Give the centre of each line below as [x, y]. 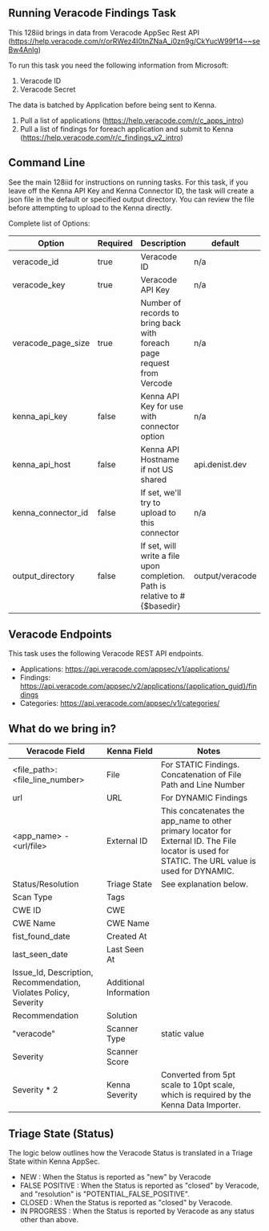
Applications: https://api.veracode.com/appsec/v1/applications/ [124, 669]
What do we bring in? [62, 729]
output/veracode [225, 576]
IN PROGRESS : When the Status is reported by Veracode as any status [137, 1211]
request [155, 363]
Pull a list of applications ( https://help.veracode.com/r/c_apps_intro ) [132, 120]
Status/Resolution [46, 884]
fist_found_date [41, 936]
